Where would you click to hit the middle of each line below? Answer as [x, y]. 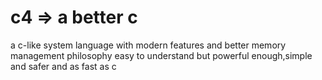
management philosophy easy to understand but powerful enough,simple [161, 55]
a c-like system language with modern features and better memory [148, 45]
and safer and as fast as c [63, 66]
